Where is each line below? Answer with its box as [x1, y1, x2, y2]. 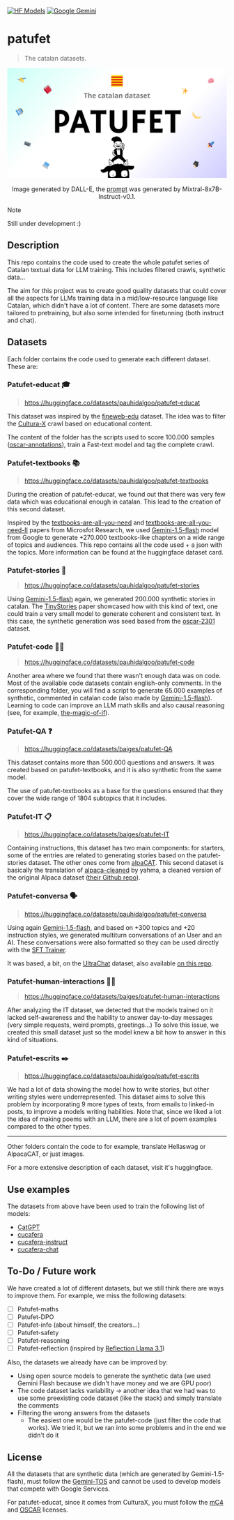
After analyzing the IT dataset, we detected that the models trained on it [7, 1005, 214, 1014]
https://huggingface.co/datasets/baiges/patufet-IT [24, 830, 170, 838]
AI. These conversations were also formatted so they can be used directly [7, 938, 219, 947]
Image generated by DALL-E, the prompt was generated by [11, 185, 181, 193]
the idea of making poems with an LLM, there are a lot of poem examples [7, 1115, 217, 1123]
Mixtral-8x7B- [182, 185, 223, 193]
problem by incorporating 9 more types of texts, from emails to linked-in [7, 1100, 214, 1108]
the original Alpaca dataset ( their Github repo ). [7, 873, 141, 882]
